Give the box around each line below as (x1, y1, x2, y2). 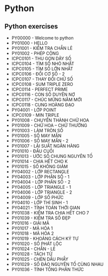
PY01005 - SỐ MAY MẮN (11, 133, 62, 138)
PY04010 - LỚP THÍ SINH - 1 (11, 199, 68, 205)
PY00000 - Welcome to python (11, 35, 74, 41)
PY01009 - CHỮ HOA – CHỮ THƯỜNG (11, 123, 87, 128)
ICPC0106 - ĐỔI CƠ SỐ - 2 (11, 71, 65, 77)
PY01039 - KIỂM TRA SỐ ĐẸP (11, 215, 71, 221)
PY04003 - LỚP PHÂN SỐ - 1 (11, 174, 69, 180)
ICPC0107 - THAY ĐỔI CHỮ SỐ (11, 76, 73, 82)
